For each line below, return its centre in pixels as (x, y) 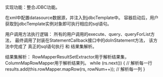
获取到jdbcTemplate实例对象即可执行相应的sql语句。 (58, 24)
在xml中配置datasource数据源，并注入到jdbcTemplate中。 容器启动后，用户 (82, 18)
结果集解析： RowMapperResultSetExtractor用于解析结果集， (67, 57)
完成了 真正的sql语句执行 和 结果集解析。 (55, 46)
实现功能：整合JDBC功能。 (33, 7)
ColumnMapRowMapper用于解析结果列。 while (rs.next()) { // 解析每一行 (79, 63)
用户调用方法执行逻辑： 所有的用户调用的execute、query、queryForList (78, 34)
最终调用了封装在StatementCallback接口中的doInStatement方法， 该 (84, 40)
